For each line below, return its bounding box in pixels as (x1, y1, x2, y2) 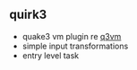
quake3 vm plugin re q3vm (21, 31, 122, 41)
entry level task (21, 49, 80, 61)
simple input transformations (21, 40, 129, 51)
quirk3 (9, 7, 47, 22)
